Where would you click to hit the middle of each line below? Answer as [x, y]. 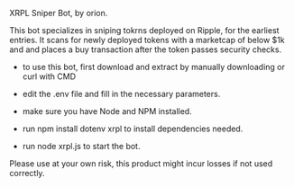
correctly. [27, 173]
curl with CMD [49, 76]
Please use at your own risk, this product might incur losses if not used [141, 164]
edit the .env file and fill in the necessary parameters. [121, 94]
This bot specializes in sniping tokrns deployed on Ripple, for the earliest [144, 30]
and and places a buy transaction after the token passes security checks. [146, 49]
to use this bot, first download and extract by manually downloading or [154, 67]
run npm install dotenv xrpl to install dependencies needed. [133, 129]
